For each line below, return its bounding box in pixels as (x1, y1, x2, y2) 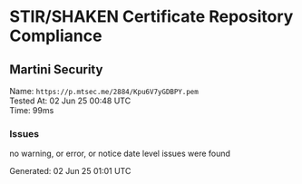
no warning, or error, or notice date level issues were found (9, 148, 231, 160)
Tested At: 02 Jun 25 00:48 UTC (9, 95, 132, 106)
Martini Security (9, 62, 103, 77)
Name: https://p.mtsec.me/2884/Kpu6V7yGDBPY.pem (9, 86, 200, 96)
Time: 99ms (9, 105, 54, 115)
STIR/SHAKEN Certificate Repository (9, 6, 294, 27)
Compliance (9, 25, 102, 46)
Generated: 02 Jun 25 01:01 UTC (9, 166, 132, 177)
